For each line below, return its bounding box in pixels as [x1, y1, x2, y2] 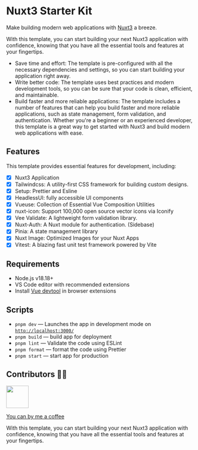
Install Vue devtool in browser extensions [14, 287, 116, 294]
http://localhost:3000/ [14, 328, 75, 334]
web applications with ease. [14, 129, 83, 136]
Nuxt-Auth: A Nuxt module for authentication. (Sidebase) [14, 221, 155, 228]
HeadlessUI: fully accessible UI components [14, 194, 124, 201]
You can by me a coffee [6, 412, 64, 420]
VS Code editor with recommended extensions [14, 281, 130, 288]
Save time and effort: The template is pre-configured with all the [14, 60, 173, 67]
